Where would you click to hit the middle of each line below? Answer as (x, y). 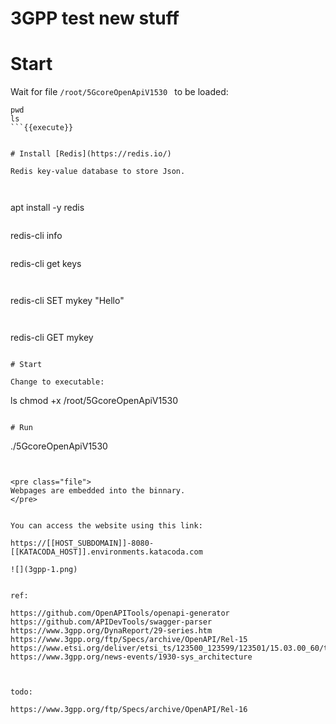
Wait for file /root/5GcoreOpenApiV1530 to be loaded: (119, 92)
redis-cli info (36, 236)
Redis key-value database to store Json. (98, 172)
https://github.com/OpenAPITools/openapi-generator (120, 613)
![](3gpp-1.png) (44, 570)
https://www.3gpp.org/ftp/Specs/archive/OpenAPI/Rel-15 (129, 640)
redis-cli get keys (46, 264)
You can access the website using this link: (106, 526)
